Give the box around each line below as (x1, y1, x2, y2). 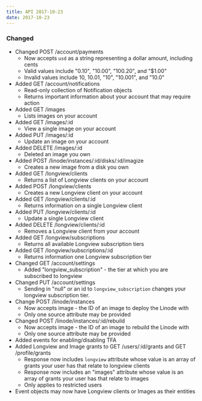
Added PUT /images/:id (14, 131, 74, 139)
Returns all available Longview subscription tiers (24, 240, 145, 247)
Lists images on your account (24, 112, 98, 119)
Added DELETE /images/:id (14, 144, 83, 151)
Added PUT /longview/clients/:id (14, 208, 96, 215)
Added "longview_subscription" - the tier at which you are (24, 266, 168, 273)
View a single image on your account (24, 125, 116, 132)
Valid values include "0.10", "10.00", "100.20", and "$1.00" (24, 67, 167, 74)
